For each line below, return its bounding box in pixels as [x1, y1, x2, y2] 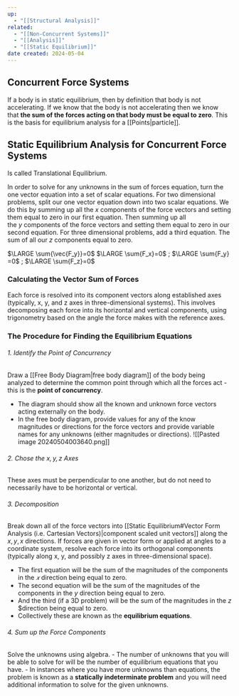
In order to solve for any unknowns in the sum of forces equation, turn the [7, 182, 224, 191]
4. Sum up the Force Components [7, 628, 107, 636]
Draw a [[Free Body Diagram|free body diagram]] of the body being [7, 371, 206, 379]
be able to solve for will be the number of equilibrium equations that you [7, 658, 218, 666]
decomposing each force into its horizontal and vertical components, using [7, 305, 227, 314]
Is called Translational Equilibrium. [7, 169, 108, 177]
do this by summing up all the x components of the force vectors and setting [7, 205, 231, 213]
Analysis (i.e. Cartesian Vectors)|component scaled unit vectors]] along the [7, 529, 228, 538]
